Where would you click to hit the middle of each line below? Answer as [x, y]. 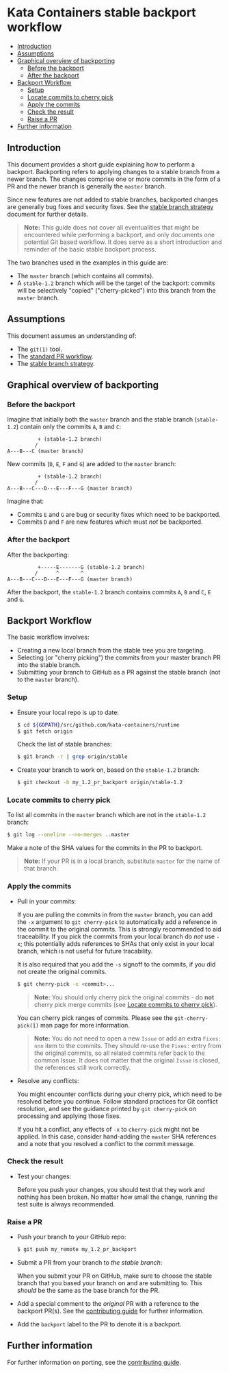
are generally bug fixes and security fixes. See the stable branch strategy [110, 206]
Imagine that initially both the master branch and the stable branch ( [102, 420]
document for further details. [48, 214]
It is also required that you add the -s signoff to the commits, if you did [116, 964]
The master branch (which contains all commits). [85, 276]
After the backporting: [38, 555]
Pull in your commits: [46, 901]
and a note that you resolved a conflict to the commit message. [106, 1143]
